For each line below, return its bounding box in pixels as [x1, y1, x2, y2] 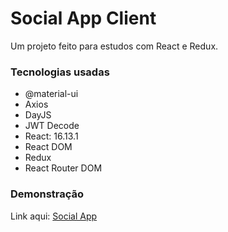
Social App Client [10, 7, 157, 30]
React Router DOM [24, 162, 103, 174]
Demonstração [10, 187, 85, 201]
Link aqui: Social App [10, 210, 98, 222]
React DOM [24, 141, 73, 153]
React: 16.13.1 [24, 130, 79, 142]
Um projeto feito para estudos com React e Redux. [10, 40, 219, 52]
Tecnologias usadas [10, 65, 110, 79]
